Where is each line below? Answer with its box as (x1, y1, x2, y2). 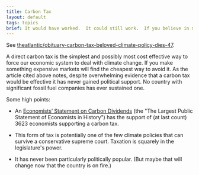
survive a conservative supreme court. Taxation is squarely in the (14, 138, 175, 145)
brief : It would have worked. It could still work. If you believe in (6, 25, 190, 31)
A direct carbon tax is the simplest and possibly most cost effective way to (6, 53, 188, 60)
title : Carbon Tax (6, 8, 52, 15)
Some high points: (6, 96, 50, 103)
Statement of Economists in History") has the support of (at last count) (14, 114, 187, 121)
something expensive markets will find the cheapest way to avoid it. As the (6, 66, 188, 73)
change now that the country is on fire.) (14, 162, 111, 169)
